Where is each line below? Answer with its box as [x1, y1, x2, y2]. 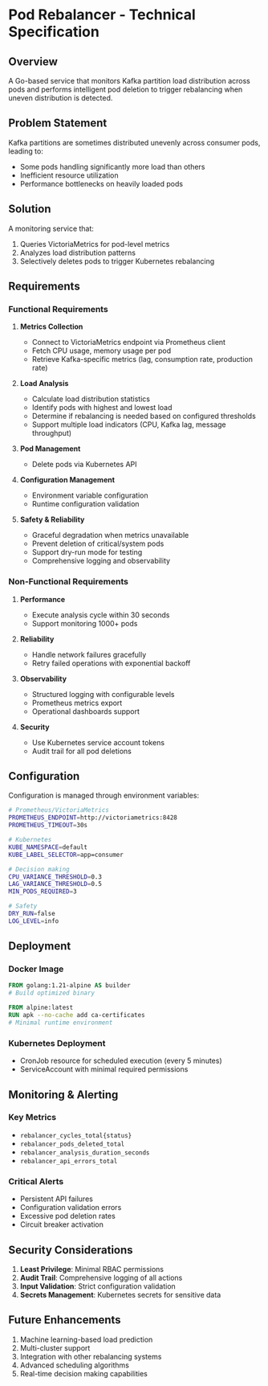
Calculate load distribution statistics [31, 394, 151, 404]
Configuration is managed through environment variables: [8, 790, 199, 801]
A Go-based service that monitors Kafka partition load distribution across [8, 76, 250, 85]
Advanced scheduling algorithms [19, 1360, 130, 1370]
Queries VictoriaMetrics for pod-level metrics [19, 239, 170, 248]
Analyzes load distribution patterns [19, 248, 136, 257]
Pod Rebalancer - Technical [8, 6, 197, 24]
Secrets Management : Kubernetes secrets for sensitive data [19, 1290, 221, 1299]
